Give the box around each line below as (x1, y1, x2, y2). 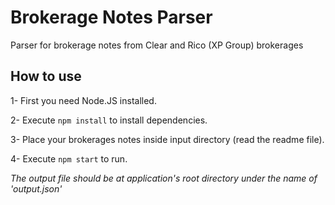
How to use (10, 68, 82, 85)
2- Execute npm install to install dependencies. (10, 114, 208, 126)
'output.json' (10, 182, 63, 195)
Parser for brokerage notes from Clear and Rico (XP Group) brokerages (10, 39, 304, 51)
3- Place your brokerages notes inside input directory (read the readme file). (10, 133, 325, 145)
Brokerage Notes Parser (10, 6, 213, 29)
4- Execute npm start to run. (10, 152, 128, 165)
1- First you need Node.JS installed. (10, 94, 157, 106)
